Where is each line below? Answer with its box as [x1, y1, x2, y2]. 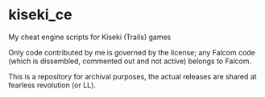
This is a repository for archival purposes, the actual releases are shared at [8, 71, 257, 81]
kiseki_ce [8, 6, 72, 24]
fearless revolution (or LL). [8, 80, 97, 90]
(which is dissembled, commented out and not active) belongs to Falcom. [8, 56, 252, 66]
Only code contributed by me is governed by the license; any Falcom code [8, 47, 256, 57]
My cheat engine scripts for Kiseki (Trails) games [8, 32, 172, 42]
